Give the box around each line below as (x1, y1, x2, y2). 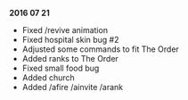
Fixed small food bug (21, 62, 100, 73)
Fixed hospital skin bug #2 (21, 35, 119, 45)
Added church (21, 72, 76, 83)
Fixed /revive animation (21, 25, 109, 35)
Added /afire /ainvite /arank (21, 82, 124, 92)
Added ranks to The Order (21, 54, 119, 63)
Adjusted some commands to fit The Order (21, 44, 180, 54)
